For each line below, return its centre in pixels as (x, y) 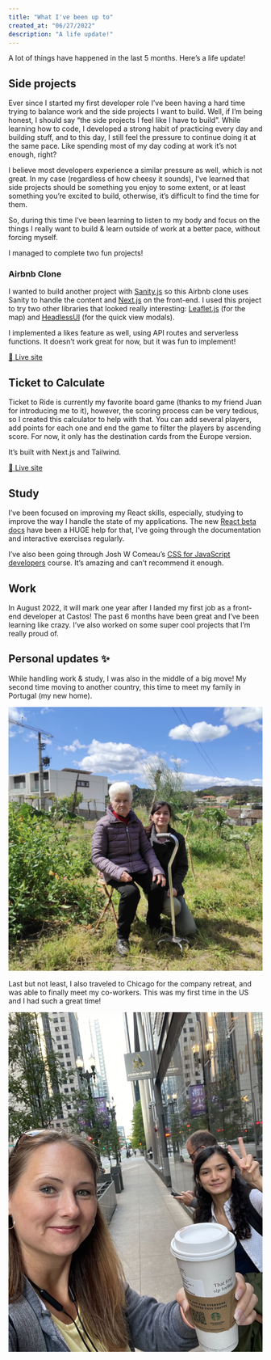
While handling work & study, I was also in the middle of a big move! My (127, 678)
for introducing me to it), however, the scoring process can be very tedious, (134, 411)
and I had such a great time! (55, 1001)
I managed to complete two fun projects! (76, 253)
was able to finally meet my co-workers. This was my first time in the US (129, 993)
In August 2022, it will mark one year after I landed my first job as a (120, 607)
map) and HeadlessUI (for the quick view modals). (92, 317)
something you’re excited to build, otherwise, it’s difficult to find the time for (134, 196)
